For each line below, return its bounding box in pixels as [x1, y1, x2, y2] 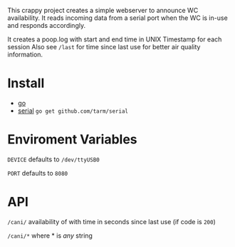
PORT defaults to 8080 [7, 168, 68, 177]
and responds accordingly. [7, 21, 86, 29]
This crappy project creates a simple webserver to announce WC [7, 6, 199, 14]
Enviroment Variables [7, 131, 137, 148]
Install [7, 75, 45, 91]
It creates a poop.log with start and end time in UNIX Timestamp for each [7, 35, 222, 44]
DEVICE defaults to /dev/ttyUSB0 [7, 155, 100, 163]
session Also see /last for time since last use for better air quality [7, 43, 201, 51]
